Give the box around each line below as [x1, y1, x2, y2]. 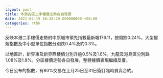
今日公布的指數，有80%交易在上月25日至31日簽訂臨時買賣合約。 [5, 68, 136, 74]
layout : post [5, 7, 32, 12]
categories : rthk [5, 20, 41, 26]
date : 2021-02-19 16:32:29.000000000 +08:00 [5, 16, 97, 21]
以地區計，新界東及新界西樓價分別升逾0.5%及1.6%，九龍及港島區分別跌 [5, 51, 150, 57]
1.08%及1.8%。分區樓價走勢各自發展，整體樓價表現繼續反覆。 [5, 57, 131, 63]
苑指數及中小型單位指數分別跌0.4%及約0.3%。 [5, 41, 99, 47]
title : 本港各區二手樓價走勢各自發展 [5, 12, 72, 17]
